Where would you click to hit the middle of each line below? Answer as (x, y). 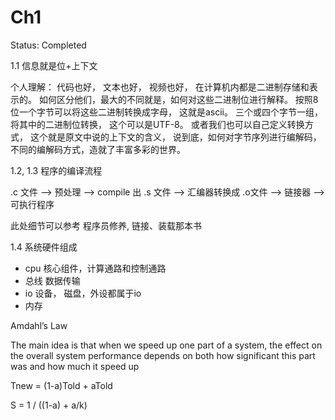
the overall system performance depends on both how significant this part (163, 355)
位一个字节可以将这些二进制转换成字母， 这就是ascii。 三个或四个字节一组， (166, 112)
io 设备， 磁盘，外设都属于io (83, 293)
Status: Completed (48, 45)
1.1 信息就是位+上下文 (54, 65)
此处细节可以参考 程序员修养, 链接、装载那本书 (106, 225)
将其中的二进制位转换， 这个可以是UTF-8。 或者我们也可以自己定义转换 (157, 124)
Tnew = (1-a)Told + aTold (61, 385)
